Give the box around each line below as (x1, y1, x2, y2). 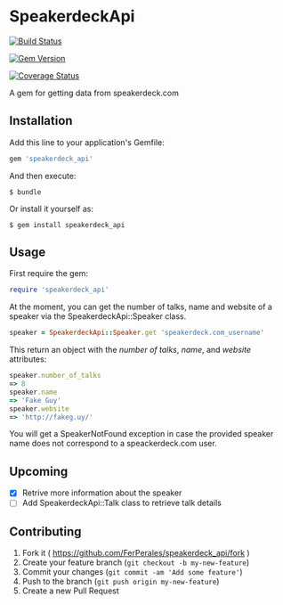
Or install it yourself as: (9, 203, 93, 214)
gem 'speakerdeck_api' (9, 154, 93, 163)
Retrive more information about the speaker (21, 487, 182, 498)
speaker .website (9, 404, 69, 413)
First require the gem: (9, 268, 89, 279)
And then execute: (9, 170, 77, 181)
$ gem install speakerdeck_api (9, 220, 125, 229)
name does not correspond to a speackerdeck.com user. (9, 438, 217, 449)
